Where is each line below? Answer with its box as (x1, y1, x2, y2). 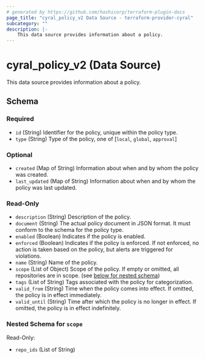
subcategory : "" (6, 20, 48, 26)
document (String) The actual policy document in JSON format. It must (15, 220, 191, 227)
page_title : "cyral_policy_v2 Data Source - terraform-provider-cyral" (6, 15, 193, 21)
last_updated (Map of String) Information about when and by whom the (15, 177, 196, 185)
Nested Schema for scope (6, 320, 83, 328)
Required (6, 115, 34, 123)
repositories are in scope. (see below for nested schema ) (15, 272, 160, 279)
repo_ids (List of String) (15, 345, 75, 353)
